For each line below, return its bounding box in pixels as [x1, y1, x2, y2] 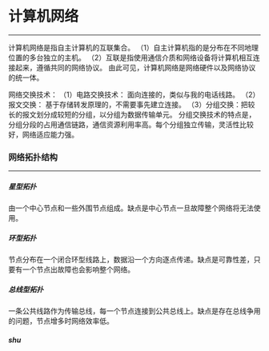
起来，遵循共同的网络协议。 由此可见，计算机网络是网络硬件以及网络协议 [14, 62, 256, 72]
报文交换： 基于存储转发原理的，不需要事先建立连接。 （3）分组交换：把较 [8, 99, 255, 109]
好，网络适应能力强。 [8, 130, 78, 139]
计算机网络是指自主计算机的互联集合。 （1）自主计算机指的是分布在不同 [8, 42, 245, 52]
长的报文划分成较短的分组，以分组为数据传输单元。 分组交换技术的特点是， [8, 110, 256, 119]
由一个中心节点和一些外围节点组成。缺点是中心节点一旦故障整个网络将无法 [8, 203, 254, 213]
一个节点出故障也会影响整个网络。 [22, 265, 134, 274]
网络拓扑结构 [8, 151, 58, 162]
